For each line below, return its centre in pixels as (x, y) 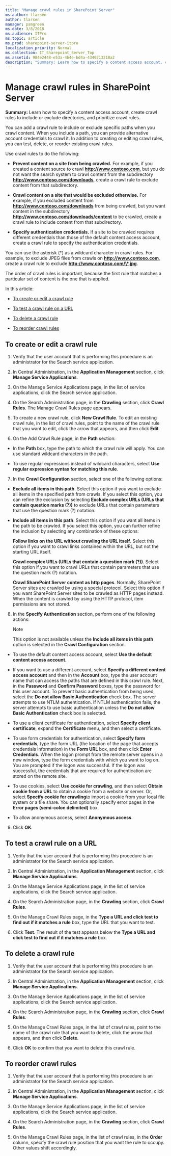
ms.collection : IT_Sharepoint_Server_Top (50, 52)
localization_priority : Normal (38, 48)
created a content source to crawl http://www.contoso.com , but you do (89, 169)
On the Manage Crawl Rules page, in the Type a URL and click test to (85, 917)
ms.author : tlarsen (26, 15)
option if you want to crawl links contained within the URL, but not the (85, 546)
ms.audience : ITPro (26, 34)
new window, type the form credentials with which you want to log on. (86, 760)
